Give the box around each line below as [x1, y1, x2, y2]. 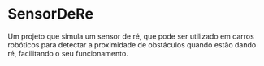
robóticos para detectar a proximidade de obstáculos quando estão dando [7, 39, 257, 49]
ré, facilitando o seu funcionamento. [7, 48, 129, 58]
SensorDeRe [7, 5, 94, 23]
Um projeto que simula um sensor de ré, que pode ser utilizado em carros [7, 31, 255, 41]
